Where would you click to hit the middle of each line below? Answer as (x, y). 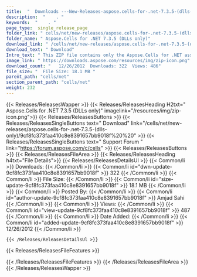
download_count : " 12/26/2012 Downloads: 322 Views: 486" (84, 66)
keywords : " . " (31, 22)
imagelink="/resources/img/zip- (143, 110)
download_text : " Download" (40, 50)
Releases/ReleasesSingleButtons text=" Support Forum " (74, 142)
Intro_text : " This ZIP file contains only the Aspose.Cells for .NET (94, 55)
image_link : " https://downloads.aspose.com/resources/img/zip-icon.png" (98, 60)
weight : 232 (21, 88)
